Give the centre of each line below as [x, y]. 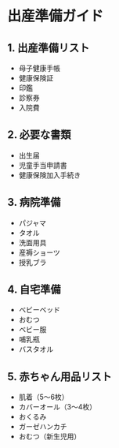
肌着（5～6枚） [43, 397]
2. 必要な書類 [39, 135]
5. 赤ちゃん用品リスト [59, 377]
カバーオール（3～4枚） [58, 407]
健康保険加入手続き [50, 175]
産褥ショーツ [39, 252]
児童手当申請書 [43, 165]
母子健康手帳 [39, 68]
